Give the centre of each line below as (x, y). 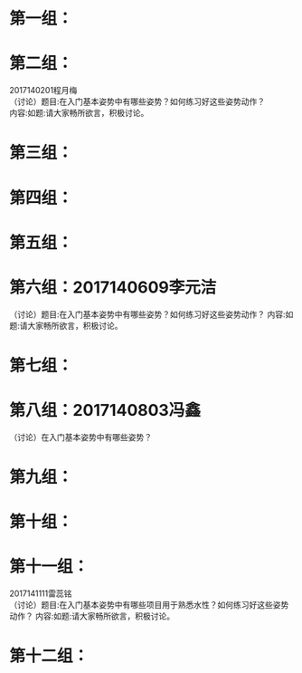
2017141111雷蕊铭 (41, 593)
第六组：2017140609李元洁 (113, 287)
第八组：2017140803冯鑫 (105, 410)
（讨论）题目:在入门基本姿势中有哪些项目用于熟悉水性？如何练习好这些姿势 (149, 605)
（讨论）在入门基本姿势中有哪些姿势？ (80, 437)
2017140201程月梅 (43, 91)
